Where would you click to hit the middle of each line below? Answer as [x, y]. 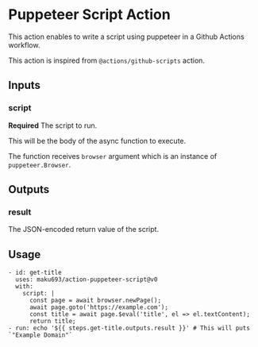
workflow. [24, 44]
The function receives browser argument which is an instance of [113, 156]
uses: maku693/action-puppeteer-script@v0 [87, 280]
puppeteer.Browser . [40, 164]
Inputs [25, 85]
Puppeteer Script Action [89, 15]
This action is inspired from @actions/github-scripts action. [106, 60]
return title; [53, 322]
